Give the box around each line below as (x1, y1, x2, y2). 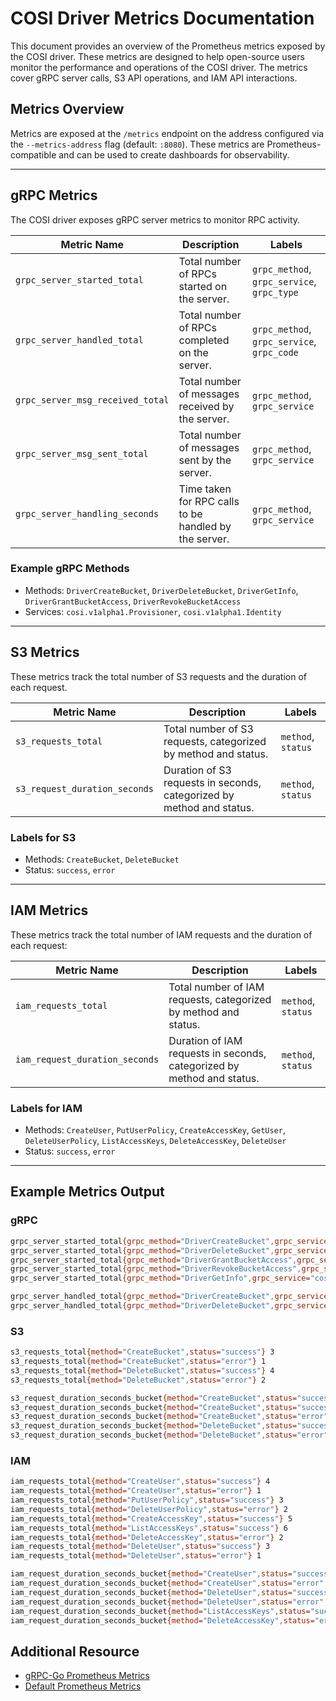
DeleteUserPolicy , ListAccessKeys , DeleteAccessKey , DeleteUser (24, 1135, 287, 1147)
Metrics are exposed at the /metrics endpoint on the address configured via (10, 127, 325, 139)
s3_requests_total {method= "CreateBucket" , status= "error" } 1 (10, 1357, 267, 1367)
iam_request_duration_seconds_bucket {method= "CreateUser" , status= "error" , (10, 1578, 329, 1589)
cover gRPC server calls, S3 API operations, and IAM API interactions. (10, 72, 298, 84)
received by (178, 399, 235, 413)
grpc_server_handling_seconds (15, 508, 160, 519)
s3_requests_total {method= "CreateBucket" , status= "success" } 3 (10, 1347, 275, 1357)
